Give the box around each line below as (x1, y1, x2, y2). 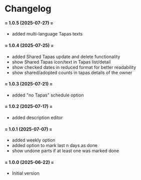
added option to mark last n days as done (11, 142, 98, 148)
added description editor (11, 114, 63, 120)
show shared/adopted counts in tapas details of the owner (11, 69, 132, 75)
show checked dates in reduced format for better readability (11, 64, 136, 70)
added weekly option (11, 137, 55, 143)
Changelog (4, 3, 51, 14)
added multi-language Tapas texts (11, 31, 83, 37)
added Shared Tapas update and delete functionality (11, 53, 120, 59)
